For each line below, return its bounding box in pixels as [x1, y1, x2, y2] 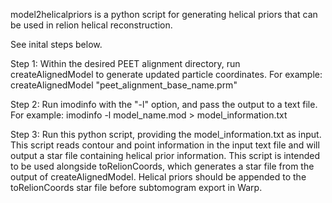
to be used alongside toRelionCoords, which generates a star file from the [10, 160, 315, 172]
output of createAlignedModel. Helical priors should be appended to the [10, 171, 307, 183]
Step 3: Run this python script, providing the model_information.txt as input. [10, 129, 322, 140]
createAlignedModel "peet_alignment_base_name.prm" [10, 79, 238, 91]
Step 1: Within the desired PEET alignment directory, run [10, 58, 241, 69]
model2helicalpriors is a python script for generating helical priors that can [10, 9, 318, 20]
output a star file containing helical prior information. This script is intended [10, 150, 321, 161]
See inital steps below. [10, 39, 103, 50]
